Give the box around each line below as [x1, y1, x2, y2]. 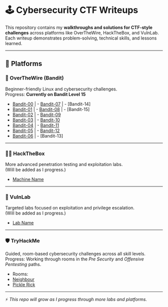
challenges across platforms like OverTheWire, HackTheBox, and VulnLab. [5, 29, 159, 35]
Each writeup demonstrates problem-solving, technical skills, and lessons [5, 35, 157, 41]
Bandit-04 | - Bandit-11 [12, 122, 59, 128]
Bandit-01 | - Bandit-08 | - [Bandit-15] [12, 106, 90, 112]
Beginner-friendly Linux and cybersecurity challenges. [5, 86, 117, 92]
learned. [5, 40, 22, 46]
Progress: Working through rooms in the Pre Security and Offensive [5, 256, 144, 262]
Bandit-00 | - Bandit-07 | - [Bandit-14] [12, 101, 91, 107]
